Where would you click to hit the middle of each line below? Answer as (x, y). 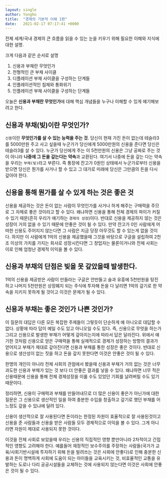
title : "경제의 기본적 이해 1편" (36, 19)
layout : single (21, 10)
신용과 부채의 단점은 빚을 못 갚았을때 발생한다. (71, 267)
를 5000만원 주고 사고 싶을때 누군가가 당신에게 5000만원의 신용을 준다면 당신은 (83, 144)
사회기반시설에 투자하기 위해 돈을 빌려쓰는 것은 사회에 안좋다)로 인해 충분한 (83, 452)
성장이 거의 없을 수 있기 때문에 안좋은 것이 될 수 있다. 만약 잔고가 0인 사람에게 (80, 224)
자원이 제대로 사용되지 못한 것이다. (48, 429)
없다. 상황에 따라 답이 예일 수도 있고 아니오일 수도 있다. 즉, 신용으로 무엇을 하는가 (83, 328)
